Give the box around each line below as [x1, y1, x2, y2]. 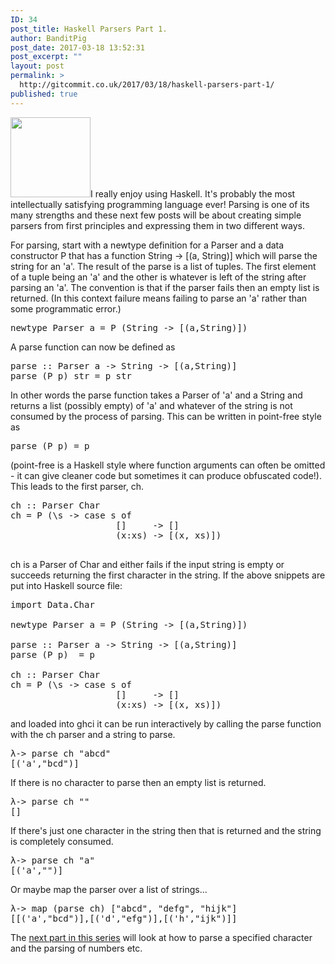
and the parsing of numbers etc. [10, 942, 143, 954]
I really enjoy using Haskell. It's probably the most [90, 187, 296, 200]
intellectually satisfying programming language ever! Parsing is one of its [10, 198, 310, 210]
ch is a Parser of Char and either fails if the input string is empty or [10, 558, 285, 570]
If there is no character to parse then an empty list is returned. [10, 776, 267, 788]
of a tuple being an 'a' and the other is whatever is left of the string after [10, 271, 307, 283]
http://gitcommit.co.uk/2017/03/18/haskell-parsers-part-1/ [19, 80, 275, 90]
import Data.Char [10, 599, 95, 610]
